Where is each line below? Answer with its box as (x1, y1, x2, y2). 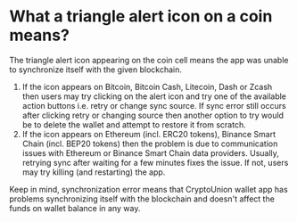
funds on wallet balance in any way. (9, 202, 141, 213)
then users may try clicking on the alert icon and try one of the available (21, 91, 287, 102)
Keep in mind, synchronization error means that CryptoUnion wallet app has (9, 184, 288, 194)
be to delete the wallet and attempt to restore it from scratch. (21, 119, 247, 130)
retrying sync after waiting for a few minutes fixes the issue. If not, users (21, 157, 289, 168)
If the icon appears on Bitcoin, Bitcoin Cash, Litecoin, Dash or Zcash (21, 81, 273, 92)
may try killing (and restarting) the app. (21, 167, 166, 177)
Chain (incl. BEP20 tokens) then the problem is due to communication (21, 138, 278, 149)
